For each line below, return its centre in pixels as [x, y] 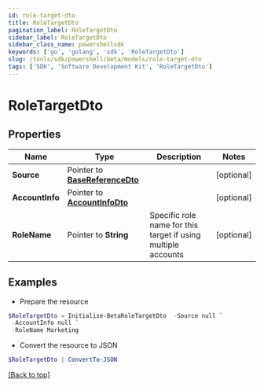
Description [179, 157]
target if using [175, 234]
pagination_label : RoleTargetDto [63, 30]
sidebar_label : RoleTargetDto [58, 37]
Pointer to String [98, 234]
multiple [164, 245]
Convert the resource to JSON [68, 345]
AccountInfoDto [97, 202]
